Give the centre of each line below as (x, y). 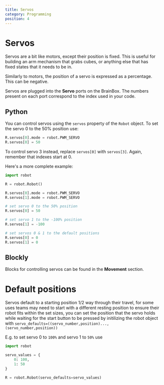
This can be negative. (27, 82)
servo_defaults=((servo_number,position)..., (62, 324)
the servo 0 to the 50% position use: (42, 129)
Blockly (17, 257)
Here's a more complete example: (39, 166)
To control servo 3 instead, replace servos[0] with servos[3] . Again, (74, 151)
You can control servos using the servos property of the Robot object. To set (82, 123)
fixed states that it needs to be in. (39, 67)
